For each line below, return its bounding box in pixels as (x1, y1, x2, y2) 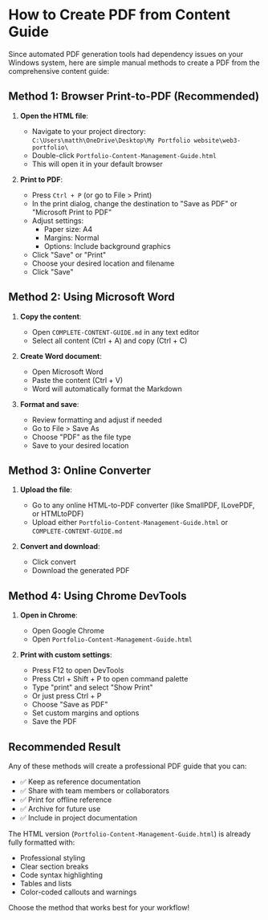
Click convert (31, 557, 76, 567)
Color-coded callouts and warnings (19, 887, 137, 897)
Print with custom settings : (19, 650, 112, 660)
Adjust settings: (31, 215, 84, 226)
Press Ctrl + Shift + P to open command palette (31, 674, 189, 684)
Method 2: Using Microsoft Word (8, 291, 175, 304)
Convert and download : (19, 542, 100, 552)
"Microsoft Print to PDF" (31, 207, 112, 217)
